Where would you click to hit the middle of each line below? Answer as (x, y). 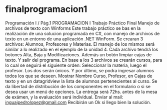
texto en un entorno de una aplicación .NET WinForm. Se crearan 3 (74, 39)
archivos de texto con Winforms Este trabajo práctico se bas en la (73, 28)
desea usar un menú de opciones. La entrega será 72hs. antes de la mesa (81, 92)
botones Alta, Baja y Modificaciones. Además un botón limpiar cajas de (78, 55)
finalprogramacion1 (46, 9)
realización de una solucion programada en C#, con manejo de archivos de (82, 33)
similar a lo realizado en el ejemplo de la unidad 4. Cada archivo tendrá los (82, 49)
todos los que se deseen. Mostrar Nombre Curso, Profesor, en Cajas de (79, 76)
